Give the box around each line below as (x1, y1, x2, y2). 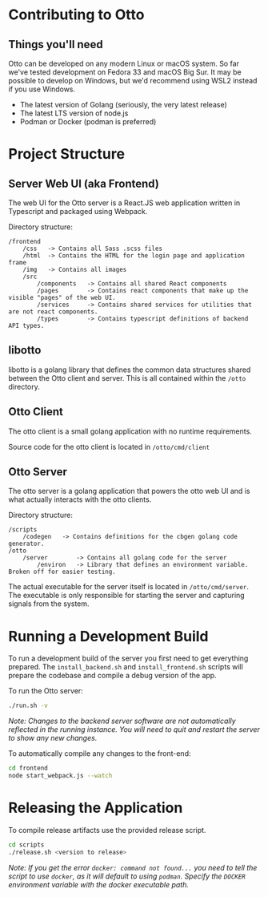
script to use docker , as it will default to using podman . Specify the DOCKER (8, 871, 246, 881)
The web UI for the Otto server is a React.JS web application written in (8, 198, 241, 208)
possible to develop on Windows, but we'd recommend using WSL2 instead (8, 76, 258, 85)
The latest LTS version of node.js (19, 108, 129, 118)
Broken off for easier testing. (8, 568, 116, 576)
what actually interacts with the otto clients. (8, 495, 152, 504)
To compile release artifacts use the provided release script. (8, 825, 206, 834)
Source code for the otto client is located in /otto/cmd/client (8, 442, 210, 451)
